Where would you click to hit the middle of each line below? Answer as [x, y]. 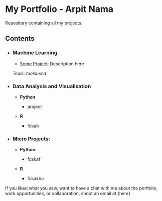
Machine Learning [35, 53]
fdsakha [35, 179]
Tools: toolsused [29, 73]
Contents [20, 39]
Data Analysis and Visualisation [52, 86]
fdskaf [34, 159]
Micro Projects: [31, 139]
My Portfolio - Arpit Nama [59, 9]
